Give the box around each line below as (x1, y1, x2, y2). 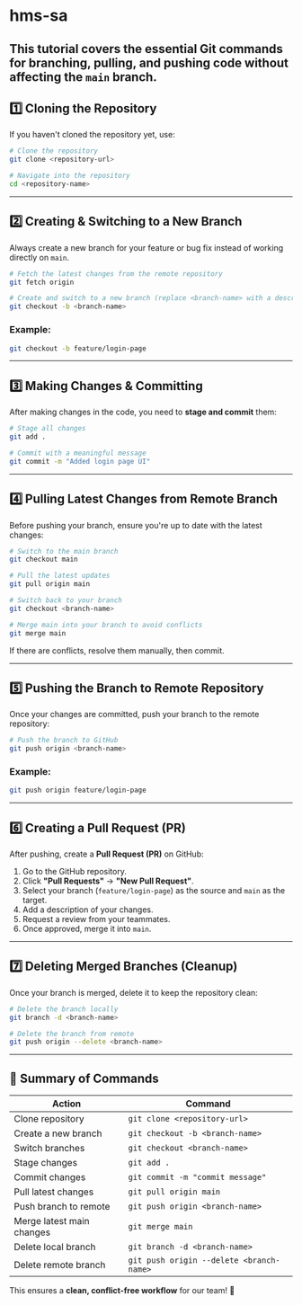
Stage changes (13, 1157, 78, 1169)
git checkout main (9, 555, 78, 564)
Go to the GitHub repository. (22, 866, 128, 877)
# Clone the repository (9, 146, 99, 155)
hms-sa (9, 5, 68, 26)
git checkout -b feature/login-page (9, 343, 147, 353)
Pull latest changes (13, 1185, 94, 1198)
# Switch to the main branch (9, 546, 119, 555)
